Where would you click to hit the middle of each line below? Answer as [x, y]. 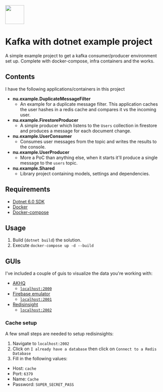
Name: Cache [26, 379]
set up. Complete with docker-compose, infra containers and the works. [80, 61]
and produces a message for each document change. [76, 131]
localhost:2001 [36, 300]
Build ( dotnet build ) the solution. [47, 240]
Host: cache [24, 368]
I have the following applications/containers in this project [65, 89]
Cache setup [21, 323]
